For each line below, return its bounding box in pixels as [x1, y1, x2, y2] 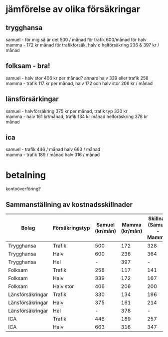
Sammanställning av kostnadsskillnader [5, 200, 133, 208]
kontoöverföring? [5, 186, 41, 192]
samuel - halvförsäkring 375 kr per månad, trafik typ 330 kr [5, 108, 128, 114]
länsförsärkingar [5, 95, 59, 103]
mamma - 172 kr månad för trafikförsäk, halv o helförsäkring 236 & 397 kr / [5, 42, 160, 48]
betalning [5, 169, 46, 180]
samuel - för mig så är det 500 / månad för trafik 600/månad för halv [5, 36, 147, 42]
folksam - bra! [5, 61, 50, 70]
